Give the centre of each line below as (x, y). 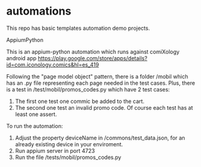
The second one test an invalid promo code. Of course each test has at (104, 107)
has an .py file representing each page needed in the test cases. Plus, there (101, 83)
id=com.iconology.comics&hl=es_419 (53, 65)
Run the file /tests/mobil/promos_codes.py (68, 157)
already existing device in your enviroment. (69, 144)
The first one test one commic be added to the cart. (80, 101)
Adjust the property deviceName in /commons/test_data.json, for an (100, 138)
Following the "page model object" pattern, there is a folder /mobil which (97, 76)
